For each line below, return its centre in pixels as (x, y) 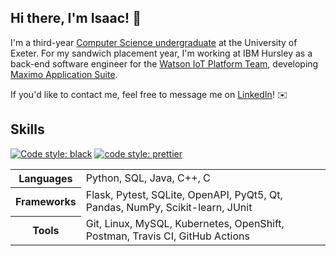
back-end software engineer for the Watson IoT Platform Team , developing (164, 63)
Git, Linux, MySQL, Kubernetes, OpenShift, (185, 224)
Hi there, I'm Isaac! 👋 (76, 18)
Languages (45, 178)
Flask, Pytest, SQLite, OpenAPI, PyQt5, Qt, (184, 195)
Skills (27, 129)
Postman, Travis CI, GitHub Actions (167, 236)
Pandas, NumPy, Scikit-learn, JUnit (169, 208)
